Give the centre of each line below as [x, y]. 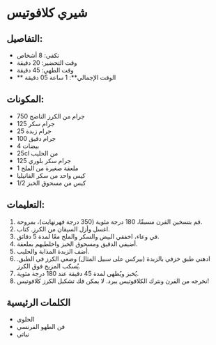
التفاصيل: [25, 39]
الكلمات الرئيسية [39, 303]
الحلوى [25, 319]
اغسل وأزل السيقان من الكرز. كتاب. [63, 229]
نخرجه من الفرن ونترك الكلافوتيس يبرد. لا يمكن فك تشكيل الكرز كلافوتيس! [113, 281]
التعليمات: [26, 205]
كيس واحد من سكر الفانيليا [51, 175]
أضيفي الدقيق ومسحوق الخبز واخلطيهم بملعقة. [77, 244]
